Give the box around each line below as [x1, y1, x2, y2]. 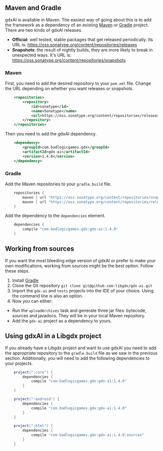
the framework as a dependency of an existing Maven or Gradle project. [5, 22, 149, 28]
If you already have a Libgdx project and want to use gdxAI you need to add [5, 345, 157, 351]
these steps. [5, 268, 30, 274]
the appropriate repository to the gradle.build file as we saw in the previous [5, 350, 158, 356]
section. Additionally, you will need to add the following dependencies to [5, 355, 150, 361]
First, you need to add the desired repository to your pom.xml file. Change [5, 80, 151, 87]
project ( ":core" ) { [14, 370, 53, 375]
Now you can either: [12, 298, 53, 304]
